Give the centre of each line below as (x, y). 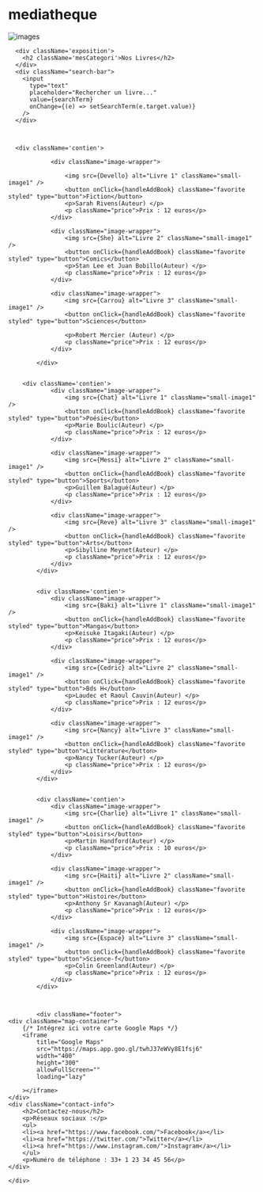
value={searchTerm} (61, 99)
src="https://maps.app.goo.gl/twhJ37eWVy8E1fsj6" (120, 1049)
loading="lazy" (62, 1076)
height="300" (58, 1063)
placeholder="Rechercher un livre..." (93, 93)
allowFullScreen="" (69, 1070)
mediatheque (53, 15)
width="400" (56, 1056)
